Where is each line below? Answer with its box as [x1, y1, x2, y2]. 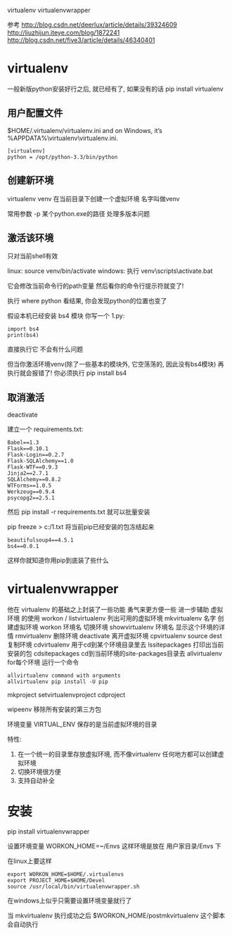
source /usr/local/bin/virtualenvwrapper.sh [7, 883, 140, 891]
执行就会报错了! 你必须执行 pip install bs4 [7, 369, 127, 377]
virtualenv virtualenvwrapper [7, 6, 91, 14]
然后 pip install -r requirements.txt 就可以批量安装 [7, 508, 150, 516]
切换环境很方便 [17, 768, 61, 776]
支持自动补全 [17, 777, 55, 785]
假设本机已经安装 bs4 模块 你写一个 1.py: [7, 312, 125, 320]
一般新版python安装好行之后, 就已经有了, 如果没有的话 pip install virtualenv [7, 84, 224, 93]
